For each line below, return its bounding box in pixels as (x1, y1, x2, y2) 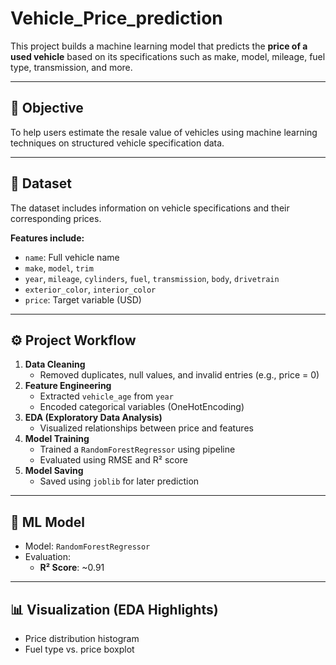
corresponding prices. (10, 212, 102, 224)
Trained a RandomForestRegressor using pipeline (39, 443, 236, 456)
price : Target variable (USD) (24, 293, 142, 306)
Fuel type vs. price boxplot (24, 643, 135, 655)
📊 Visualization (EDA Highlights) (10, 601, 219, 618)
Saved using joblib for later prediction (39, 475, 200, 487)
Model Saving (24, 465, 84, 477)
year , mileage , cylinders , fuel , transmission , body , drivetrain (24, 272, 280, 284)
